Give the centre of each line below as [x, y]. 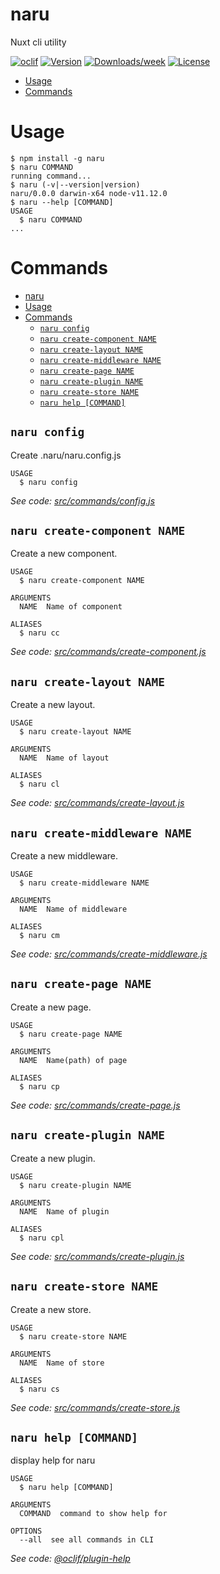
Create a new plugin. [53, 1158]
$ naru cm [39, 936]
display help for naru [53, 1460]
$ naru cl [39, 784]
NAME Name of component [71, 607]
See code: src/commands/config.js [83, 500]
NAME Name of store [62, 1363]
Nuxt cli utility [38, 42]
